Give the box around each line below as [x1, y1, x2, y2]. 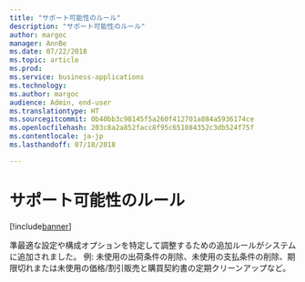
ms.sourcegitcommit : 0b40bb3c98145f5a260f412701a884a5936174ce [9, 115, 255, 124]
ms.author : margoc [9, 89, 79, 98]
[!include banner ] [9, 220, 72, 232]
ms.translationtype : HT [9, 106, 100, 116]
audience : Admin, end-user [9, 97, 112, 107]
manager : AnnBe [9, 38, 67, 48]
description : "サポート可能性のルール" [9, 22, 146, 31]
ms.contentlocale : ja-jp [9, 132, 104, 141]
